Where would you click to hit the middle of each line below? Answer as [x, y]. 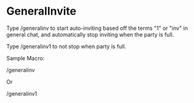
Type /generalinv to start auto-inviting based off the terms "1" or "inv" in [97, 28]
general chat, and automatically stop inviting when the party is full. [90, 34]
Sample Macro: [25, 58]
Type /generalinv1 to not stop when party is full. [66, 46]
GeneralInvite [41, 11]
